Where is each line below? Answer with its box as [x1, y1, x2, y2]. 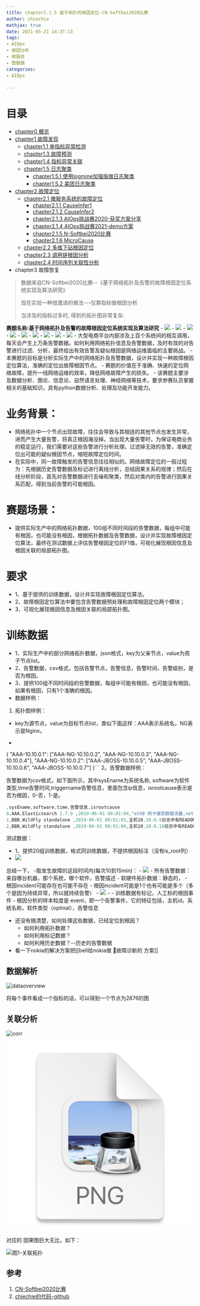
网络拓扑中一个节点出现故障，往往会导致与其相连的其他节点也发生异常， [14, 428, 192, 436]
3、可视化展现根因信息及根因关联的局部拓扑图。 [14, 606, 133, 613]
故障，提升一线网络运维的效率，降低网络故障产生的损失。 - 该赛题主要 [11, 369, 184, 376]
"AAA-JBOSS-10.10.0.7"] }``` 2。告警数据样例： [32, 764, 147, 771]
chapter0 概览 [14, 128, 49, 135]
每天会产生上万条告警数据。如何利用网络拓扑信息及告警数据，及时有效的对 [6, 339, 189, 347]
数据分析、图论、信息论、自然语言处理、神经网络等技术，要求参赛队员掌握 [11, 376, 194, 384]
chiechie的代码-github [14, 1292, 70, 1300]
